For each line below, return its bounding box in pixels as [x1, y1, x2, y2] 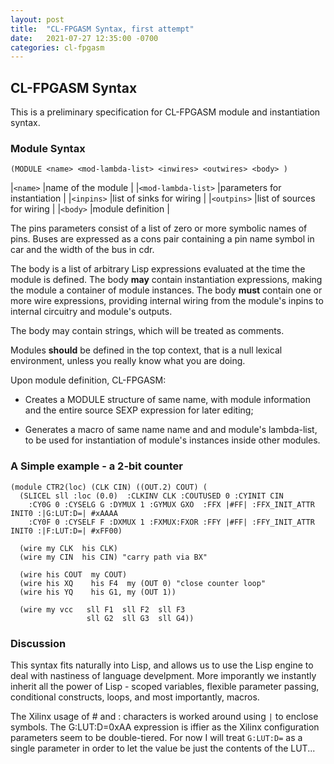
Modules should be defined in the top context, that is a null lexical [10, 344, 283, 356]
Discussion [10, 636, 67, 650]
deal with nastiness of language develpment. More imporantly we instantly [10, 669, 317, 681]
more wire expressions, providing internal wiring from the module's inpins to [10, 295, 324, 307]
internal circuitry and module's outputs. [10, 306, 173, 318]
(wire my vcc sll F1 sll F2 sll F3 [19, 604, 186, 615]
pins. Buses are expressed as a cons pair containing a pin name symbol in [10, 233, 315, 245]
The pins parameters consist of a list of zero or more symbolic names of [10, 222, 308, 235]
